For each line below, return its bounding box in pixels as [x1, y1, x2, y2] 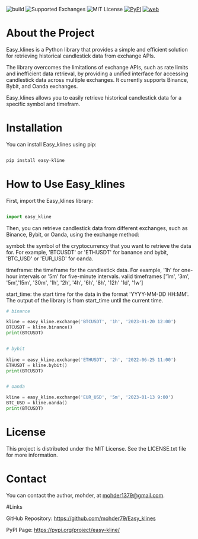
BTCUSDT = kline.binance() [6, 324, 73, 330]
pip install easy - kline [6, 157, 65, 163]
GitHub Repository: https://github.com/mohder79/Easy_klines [6, 515, 156, 522]
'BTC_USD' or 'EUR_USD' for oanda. [6, 255, 94, 262]
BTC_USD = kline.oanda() [6, 400, 68, 406]
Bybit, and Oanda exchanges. [6, 82, 78, 90]
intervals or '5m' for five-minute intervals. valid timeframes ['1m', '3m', [18, 273, 190, 280]
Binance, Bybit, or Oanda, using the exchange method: [6, 231, 139, 238]
